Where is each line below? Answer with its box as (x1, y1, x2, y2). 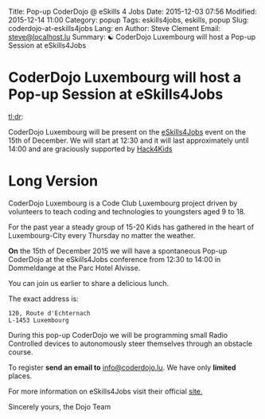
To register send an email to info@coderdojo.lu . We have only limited (8, 362, 236, 372)
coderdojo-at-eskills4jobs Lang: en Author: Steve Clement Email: (8, 24, 221, 33)
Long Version (8, 172, 98, 190)
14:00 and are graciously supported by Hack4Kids (8, 143, 173, 154)
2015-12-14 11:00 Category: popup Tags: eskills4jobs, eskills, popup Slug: (8, 15, 249, 25)
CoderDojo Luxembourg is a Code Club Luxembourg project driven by (8, 198, 238, 208)
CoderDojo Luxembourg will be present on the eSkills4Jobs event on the (8, 127, 247, 136)
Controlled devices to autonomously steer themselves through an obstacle (8, 339, 253, 348)
